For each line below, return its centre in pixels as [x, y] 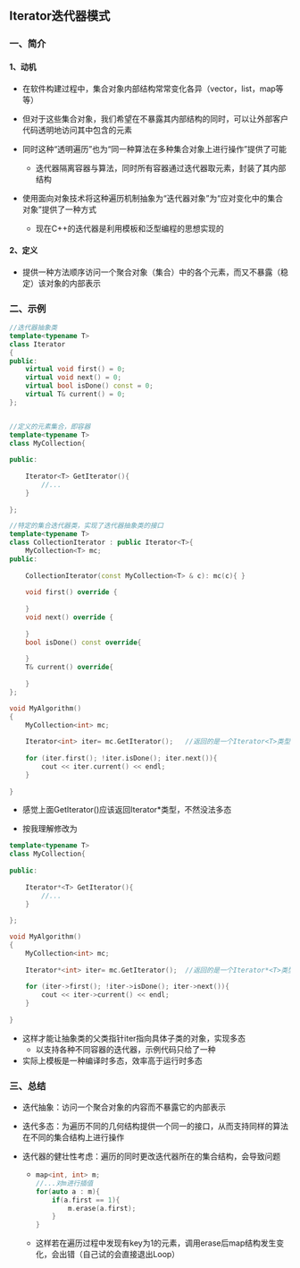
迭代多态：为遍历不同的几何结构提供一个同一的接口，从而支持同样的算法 [155, 1127]
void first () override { [71, 592]
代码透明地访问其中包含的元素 [77, 130]
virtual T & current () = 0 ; [75, 395]
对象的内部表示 [73, 283]
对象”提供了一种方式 [59, 209]
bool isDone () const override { [83, 643]
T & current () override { [70, 668]
